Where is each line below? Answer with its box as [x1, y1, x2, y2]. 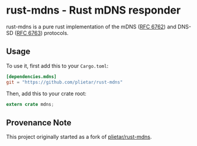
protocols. [44, 29, 69, 36]
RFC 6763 [17, 29, 41, 36]
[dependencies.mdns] [6, 73, 57, 80]
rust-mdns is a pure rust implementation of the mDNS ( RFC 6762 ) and [6, 23, 176, 30]
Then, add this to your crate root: [6, 90, 87, 97]
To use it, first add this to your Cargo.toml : [6, 62, 109, 69]
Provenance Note [6, 118, 72, 128]
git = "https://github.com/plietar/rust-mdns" [6, 79, 123, 85]
